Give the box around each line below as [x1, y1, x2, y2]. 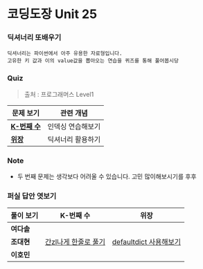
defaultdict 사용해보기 [112, 237, 182, 247]
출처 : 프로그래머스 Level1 [24, 90, 94, 98]
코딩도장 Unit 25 [7, 6, 98, 22]
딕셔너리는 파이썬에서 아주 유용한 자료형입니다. [7, 50, 123, 57]
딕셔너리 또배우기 [7, 33, 62, 42]
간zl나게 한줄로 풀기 [44, 237, 106, 247]
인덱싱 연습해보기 [47, 122, 101, 131]
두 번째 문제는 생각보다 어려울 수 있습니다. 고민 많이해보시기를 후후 [17, 172, 197, 180]
